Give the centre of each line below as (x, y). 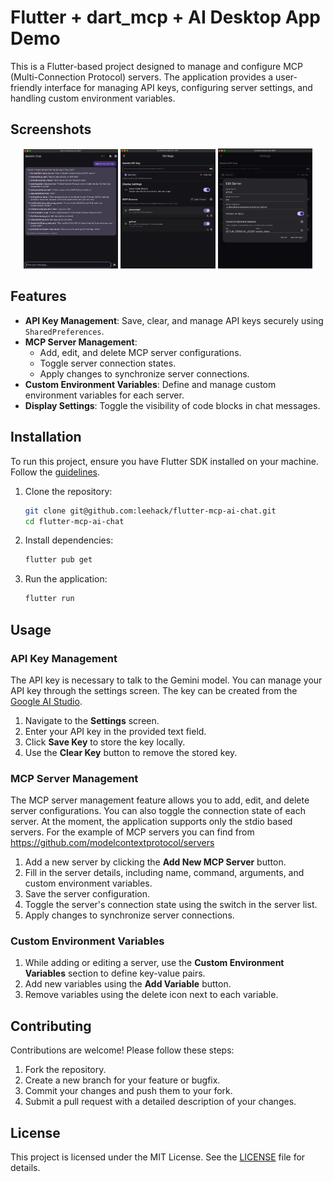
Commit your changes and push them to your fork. (128, 1091)
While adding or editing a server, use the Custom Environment (154, 963)
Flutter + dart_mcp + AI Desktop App (165, 17)
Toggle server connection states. (108, 363)
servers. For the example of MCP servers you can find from (132, 832)
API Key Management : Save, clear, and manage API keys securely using (174, 320)
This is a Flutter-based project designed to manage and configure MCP (156, 66)
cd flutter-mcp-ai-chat (74, 521)
